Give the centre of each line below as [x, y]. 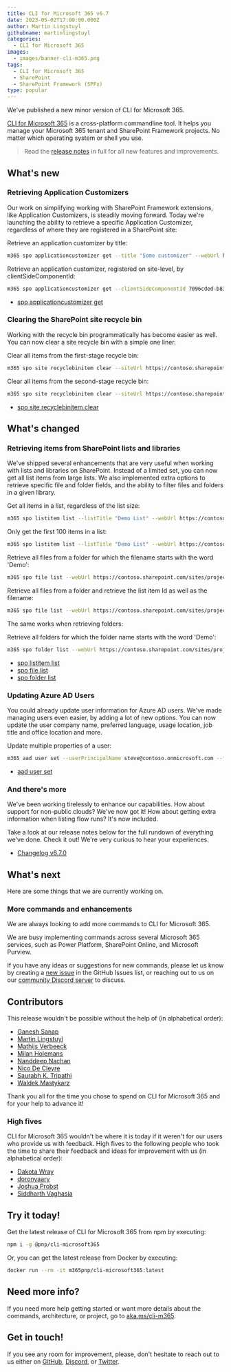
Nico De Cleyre [38, 1068]
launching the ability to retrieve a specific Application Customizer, [100, 222]
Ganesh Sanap [38, 1032]
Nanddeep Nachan [44, 1061]
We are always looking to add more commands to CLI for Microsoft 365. [109, 924]
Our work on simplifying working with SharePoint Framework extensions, [110, 207]
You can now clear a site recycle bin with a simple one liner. [92, 342]
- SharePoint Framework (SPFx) [58, 84]
